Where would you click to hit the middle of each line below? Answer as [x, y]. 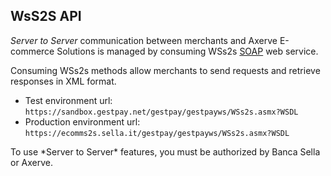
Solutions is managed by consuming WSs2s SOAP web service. [187, 51]
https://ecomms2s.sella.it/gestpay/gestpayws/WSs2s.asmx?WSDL [157, 133]
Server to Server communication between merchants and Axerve [144, 40]
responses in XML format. [63, 81]
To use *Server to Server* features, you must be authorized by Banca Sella [165, 151]
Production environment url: [82, 121]
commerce [32, 51]
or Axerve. [32, 162]
